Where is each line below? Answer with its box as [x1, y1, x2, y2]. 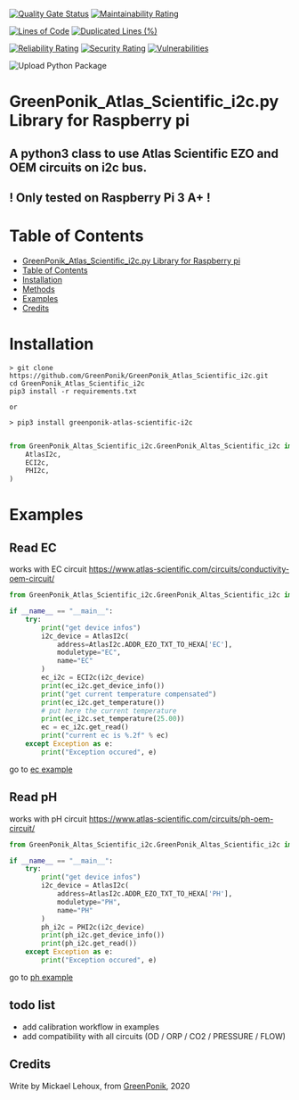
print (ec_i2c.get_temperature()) [41, 698, 166, 707]
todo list [9, 997, 56, 1013]
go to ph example [9, 972, 74, 982]
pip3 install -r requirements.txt [9, 386, 138, 396]
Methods [21, 284, 55, 294]
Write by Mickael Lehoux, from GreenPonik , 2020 [9, 1080, 190, 1091]
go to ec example [9, 764, 73, 774]
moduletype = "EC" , [56, 648, 122, 658]
